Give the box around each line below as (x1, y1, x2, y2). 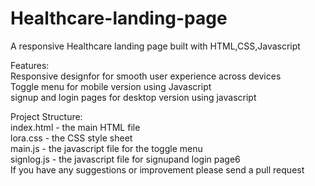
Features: (10, 59, 50, 71)
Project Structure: (10, 110, 83, 122)
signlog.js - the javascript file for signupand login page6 (10, 153, 241, 165)
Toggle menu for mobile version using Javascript (10, 80, 212, 92)
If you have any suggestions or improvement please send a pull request (10, 163, 305, 176)
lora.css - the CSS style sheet (10, 132, 133, 144)
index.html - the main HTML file (10, 121, 141, 133)
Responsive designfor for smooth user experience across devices (10, 70, 282, 82)
